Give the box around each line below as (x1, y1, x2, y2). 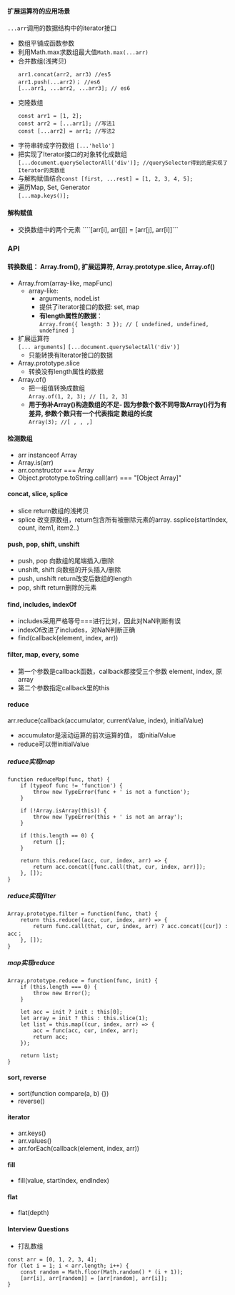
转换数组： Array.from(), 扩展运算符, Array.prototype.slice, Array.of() (7, 262, 216, 271)
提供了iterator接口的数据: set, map (39, 302, 140, 311)
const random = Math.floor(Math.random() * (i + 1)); (20, 1268, 184, 1276)
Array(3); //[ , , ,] (28, 418, 93, 425)
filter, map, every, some (7, 650, 79, 658)
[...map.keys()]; (17, 193, 70, 200)
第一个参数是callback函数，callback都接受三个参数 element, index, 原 (17, 667, 223, 675)
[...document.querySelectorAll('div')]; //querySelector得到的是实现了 (17, 159, 229, 167)
